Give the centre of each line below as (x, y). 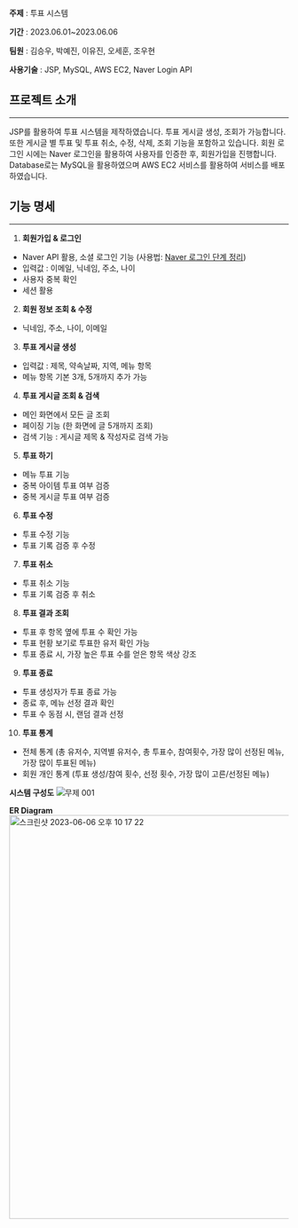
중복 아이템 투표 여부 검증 (66, 485)
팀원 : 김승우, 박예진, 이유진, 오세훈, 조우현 (82, 51)
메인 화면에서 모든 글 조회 (66, 414)
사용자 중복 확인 (49, 279)
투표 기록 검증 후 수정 (59, 545)
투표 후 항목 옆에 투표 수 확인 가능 (80, 632)
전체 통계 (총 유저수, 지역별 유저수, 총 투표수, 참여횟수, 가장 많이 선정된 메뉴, (153, 752)
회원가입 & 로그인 (51, 238)
